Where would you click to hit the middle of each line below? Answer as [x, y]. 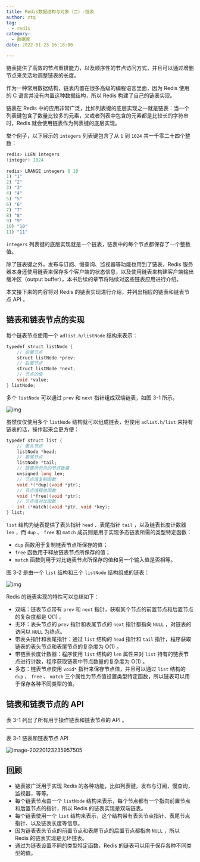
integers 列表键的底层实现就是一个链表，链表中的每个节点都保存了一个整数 [99, 244]
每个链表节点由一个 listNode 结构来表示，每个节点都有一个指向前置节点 [102, 801]
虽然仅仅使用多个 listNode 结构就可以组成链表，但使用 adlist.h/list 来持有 [100, 421]
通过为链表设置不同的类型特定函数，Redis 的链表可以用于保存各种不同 [101, 845]
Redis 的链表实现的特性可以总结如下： [53, 597]
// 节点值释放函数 [37, 490]
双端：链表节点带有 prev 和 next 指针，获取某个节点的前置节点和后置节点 [104, 609]
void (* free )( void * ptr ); [49, 496]
